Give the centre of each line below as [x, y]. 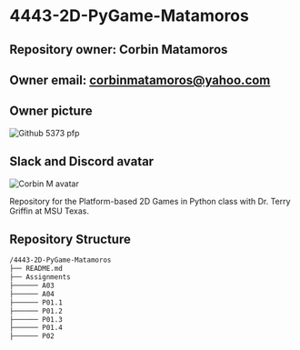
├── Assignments [40, 277]
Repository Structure [70, 239]
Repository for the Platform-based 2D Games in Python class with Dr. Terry [150, 201]
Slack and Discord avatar [82, 161]
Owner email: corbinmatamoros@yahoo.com [140, 80]
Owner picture [51, 111]
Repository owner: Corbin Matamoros [119, 50]
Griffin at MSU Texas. [49, 211]
